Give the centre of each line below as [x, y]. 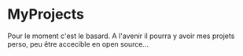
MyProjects [46, 14]
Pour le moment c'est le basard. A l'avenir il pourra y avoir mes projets [121, 36]
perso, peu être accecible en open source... [78, 44]
